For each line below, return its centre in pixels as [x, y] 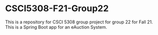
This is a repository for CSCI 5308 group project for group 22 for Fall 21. [79, 22]
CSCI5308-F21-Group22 [57, 9]
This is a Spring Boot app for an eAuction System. [56, 27]
